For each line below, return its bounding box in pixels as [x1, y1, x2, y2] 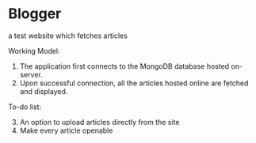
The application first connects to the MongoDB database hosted [19, 61, 230, 71]
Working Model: [8, 46, 61, 55]
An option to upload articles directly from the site [19, 117, 180, 126]
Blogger [8, 5, 62, 23]
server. [19, 70, 44, 79]
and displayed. [19, 86, 68, 96]
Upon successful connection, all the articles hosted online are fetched [19, 78, 249, 88]
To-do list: [8, 102, 42, 111]
